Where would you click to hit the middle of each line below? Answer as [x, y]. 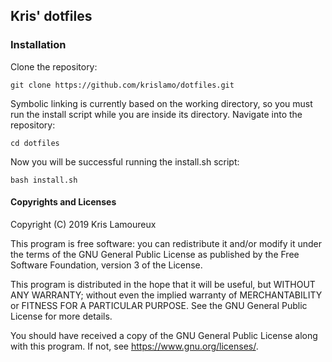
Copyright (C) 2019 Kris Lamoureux [83, 224]
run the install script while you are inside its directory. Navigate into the [156, 114]
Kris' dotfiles [51, 16]
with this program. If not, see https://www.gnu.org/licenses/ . [134, 346]
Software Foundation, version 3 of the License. [106, 265]
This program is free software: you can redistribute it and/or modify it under [166, 243]
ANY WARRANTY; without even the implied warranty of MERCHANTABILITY [166, 295]
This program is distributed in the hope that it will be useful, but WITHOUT [163, 284]
